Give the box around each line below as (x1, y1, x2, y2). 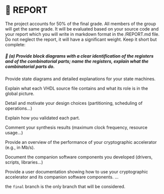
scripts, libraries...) (5, 159, 43, 165)
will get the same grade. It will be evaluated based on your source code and (5, 26, 159, 32)
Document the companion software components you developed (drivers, (5, 154, 153, 160)
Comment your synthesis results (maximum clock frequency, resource (5, 124, 148, 130)
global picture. (5, 91, 34, 97)
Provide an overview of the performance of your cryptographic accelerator (5, 139, 157, 145)
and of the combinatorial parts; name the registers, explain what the (5, 58, 149, 64)
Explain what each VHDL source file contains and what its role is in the (5, 85, 148, 91)
